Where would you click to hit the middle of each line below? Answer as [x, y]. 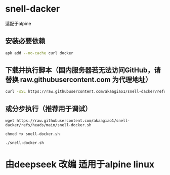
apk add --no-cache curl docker [39, 53]
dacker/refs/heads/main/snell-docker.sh [49, 125]
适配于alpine [18, 23]
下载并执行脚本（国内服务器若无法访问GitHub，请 [83, 70]
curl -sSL [16, 92]
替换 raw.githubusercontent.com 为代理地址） [79, 80]
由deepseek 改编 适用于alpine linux [80, 165]
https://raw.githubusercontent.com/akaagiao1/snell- [73, 121]
